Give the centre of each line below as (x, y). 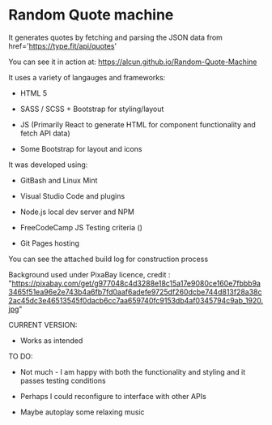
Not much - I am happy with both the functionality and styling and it (133, 371)
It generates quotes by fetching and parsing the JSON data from (115, 37)
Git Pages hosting (49, 243)
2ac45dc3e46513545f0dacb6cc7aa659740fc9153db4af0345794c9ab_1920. (136, 300)
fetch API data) (45, 133)
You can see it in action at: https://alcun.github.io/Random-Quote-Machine (133, 62)
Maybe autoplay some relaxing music (82, 412)
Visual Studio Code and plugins (72, 195)
